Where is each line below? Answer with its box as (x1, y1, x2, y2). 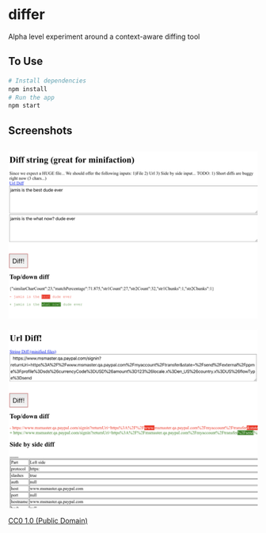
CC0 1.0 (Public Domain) (8, 516, 89, 525)
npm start (8, 101, 41, 110)
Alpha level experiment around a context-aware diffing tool (8, 32, 200, 41)
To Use (8, 55, 44, 68)
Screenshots (8, 124, 73, 137)
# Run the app (8, 93, 55, 101)
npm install (8, 85, 47, 93)
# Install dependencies (8, 77, 87, 85)
